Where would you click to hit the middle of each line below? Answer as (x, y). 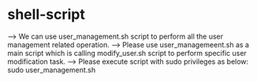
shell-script (47, 15)
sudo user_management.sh (52, 69)
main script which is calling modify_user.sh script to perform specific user (127, 53)
